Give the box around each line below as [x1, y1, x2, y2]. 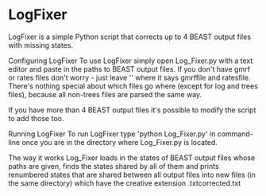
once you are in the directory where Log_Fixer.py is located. [21, 137, 218, 147]
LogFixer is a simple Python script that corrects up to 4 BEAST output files [8, 32, 252, 41]
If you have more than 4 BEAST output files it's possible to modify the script [8, 105, 256, 115]
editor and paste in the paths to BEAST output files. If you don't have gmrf [8, 64, 250, 73]
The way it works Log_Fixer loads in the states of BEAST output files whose [8, 153, 256, 163]
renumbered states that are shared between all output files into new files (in [8, 170, 256, 179]
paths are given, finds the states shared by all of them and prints [8, 161, 220, 171]
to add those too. [8, 113, 64, 123]
